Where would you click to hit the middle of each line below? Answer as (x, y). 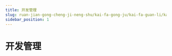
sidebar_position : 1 (27, 19)
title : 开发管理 (21, 10)
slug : (11, 15)
